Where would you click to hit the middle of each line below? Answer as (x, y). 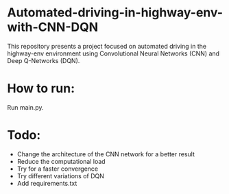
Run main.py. (25, 107)
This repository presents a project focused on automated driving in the (107, 46)
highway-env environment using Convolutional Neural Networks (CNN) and (113, 53)
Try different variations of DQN (61, 175)
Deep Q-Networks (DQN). (44, 60)
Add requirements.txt (47, 183)
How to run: (41, 89)
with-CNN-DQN (53, 27)
